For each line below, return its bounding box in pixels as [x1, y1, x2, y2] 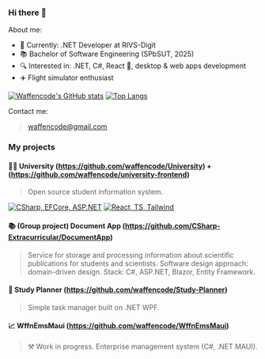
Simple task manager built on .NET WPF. [27, 302, 160, 312]
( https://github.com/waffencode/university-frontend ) [8, 169, 190, 179]
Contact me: [8, 107, 49, 116]
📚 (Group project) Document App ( [8, 221, 126, 231]
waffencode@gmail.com [27, 122, 108, 131]
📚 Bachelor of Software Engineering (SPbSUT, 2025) [19, 49, 195, 59]
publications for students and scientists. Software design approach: [27, 259, 248, 268]
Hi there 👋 [8, 7, 47, 18]
